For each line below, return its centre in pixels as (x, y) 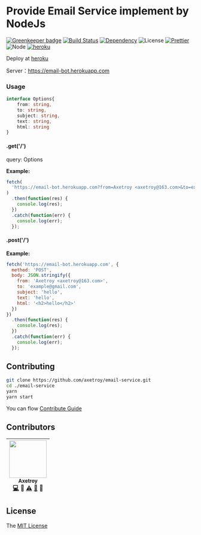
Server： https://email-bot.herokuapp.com (58, 71)
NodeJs (26, 24)
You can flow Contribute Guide (44, 408)
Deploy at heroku (28, 58)
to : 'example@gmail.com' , (49, 287)
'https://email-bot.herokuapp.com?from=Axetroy (72, 188)
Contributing (31, 367)
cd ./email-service (31, 386)
